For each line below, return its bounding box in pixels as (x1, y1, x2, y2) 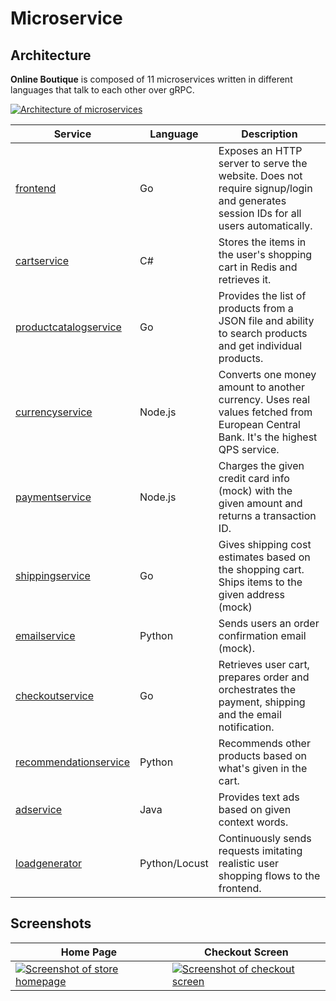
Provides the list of (218, 289, 307, 302)
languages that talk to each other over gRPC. (10, 84, 195, 96)
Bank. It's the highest (218, 430, 318, 444)
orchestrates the (218, 683, 296, 696)
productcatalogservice (15, 320, 122, 334)
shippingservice (15, 569, 91, 582)
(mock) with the (218, 484, 293, 497)
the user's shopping (218, 248, 313, 261)
